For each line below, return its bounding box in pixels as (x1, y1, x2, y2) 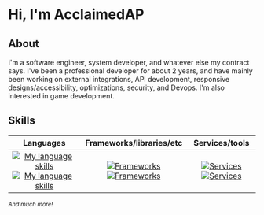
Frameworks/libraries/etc (85, 137, 183, 148)
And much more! (8, 200, 53, 208)
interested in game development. (8, 91, 115, 100)
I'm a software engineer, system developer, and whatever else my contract (8, 57, 250, 67)
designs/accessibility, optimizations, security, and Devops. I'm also (8, 83, 225, 92)
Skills (8, 114, 35, 128)
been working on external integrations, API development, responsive (8, 75, 230, 83)
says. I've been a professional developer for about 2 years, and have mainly (8, 66, 253, 76)
